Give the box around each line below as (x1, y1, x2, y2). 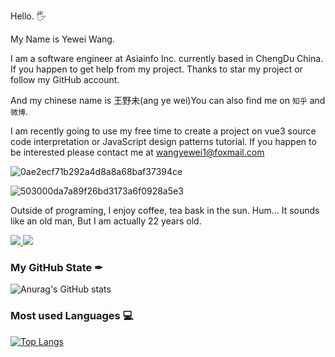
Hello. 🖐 (10, 10, 47, 22)
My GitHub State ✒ (10, 260, 103, 274)
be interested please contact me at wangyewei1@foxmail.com (10, 146, 265, 158)
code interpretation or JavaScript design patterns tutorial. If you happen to (10, 136, 317, 147)
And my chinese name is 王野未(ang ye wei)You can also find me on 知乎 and (10, 95, 326, 106)
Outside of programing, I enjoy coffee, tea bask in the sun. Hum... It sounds (10, 205, 320, 216)
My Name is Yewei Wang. (10, 33, 115, 45)
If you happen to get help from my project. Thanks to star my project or (10, 63, 303, 75)
